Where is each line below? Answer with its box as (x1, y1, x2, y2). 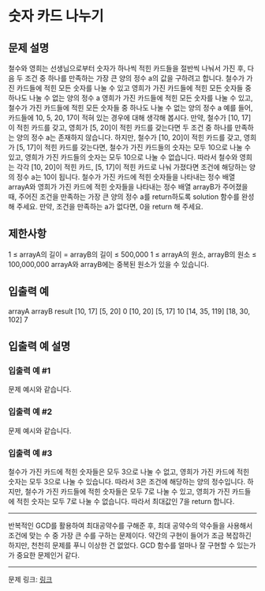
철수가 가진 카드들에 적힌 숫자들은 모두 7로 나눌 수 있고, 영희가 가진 (24, 487, 230, 496)
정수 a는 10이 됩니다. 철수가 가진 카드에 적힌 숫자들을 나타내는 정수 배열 (16, 172, 236, 182)
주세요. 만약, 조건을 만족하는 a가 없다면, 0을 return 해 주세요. (16, 202, 203, 211)
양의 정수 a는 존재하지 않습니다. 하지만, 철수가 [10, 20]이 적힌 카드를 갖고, (16, 133, 242, 142)
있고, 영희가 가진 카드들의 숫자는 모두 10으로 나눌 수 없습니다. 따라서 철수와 (8, 152, 238, 162)
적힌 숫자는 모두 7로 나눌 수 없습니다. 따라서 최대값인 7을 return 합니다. (16, 496, 235, 506)
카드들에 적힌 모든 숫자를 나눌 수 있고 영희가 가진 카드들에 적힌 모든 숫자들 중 (16, 84, 252, 92)
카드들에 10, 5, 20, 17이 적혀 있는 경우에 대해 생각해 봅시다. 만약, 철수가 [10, (8, 113, 241, 122)
